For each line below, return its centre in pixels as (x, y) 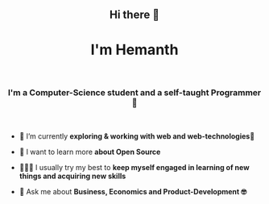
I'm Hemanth (134, 50)
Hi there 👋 (134, 15)
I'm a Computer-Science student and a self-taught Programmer (134, 93)
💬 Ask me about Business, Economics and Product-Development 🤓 (133, 191)
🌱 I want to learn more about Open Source (90, 152)
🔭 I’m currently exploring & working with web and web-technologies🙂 (137, 136)
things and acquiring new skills (72, 176)
